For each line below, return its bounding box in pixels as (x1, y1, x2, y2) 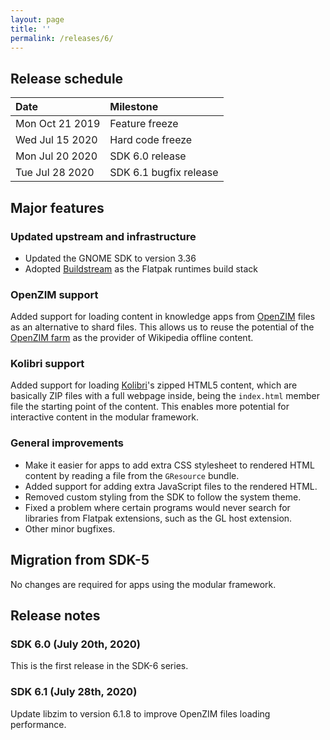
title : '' (10, 24, 52, 34)
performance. (10, 718, 67, 730)
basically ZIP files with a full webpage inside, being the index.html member (10, 390, 320, 402)
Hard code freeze (109, 133, 193, 147)
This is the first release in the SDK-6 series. (10, 660, 189, 672)
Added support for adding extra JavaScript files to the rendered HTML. (24, 480, 318, 492)
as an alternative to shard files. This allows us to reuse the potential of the (10, 321, 315, 333)
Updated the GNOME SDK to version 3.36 (24, 252, 197, 264)
